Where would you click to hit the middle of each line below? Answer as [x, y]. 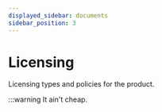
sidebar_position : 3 [42, 23]
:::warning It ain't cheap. [48, 99]
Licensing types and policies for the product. [81, 84]
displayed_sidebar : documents [58, 15]
